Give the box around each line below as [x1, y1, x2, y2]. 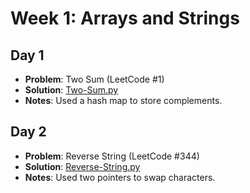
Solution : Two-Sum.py [24, 84, 119, 96]
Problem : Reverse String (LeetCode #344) [24, 150, 200, 162]
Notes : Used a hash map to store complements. [24, 95, 223, 106]
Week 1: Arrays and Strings [10, 7, 240, 30]
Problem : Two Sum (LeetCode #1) [24, 73, 165, 85]
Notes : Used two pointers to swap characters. [24, 171, 216, 183]
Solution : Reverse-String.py [24, 160, 141, 172]
